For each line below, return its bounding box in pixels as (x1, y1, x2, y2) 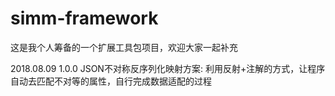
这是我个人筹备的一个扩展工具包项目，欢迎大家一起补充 (10, 41, 238, 53)
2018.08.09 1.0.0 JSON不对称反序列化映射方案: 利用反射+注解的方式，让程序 (10, 62, 326, 74)
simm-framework (10, 7, 159, 30)
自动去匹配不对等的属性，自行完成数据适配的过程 (10, 75, 212, 87)
